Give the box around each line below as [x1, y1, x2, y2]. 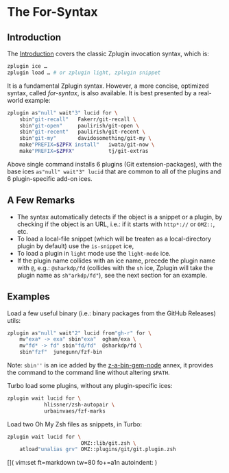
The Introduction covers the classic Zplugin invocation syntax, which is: [7, 49, 209, 58]
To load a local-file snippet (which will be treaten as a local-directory [16, 234, 211, 243]
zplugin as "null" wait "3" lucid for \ [7, 109, 118, 117]
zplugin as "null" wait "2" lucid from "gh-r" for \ [7, 330, 152, 337]
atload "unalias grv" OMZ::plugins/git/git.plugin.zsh [19, 446, 176, 453]
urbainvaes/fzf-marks [43, 407, 106, 415]
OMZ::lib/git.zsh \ [80, 439, 136, 446]
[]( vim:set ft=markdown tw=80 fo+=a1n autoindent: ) [7, 459, 158, 467]
